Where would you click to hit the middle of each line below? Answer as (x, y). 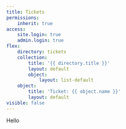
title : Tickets (26, 12)
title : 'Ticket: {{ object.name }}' (75, 92)
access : (16, 29)
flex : (13, 46)
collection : (32, 57)
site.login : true (39, 35)
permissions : (23, 18)
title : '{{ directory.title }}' (69, 63)
